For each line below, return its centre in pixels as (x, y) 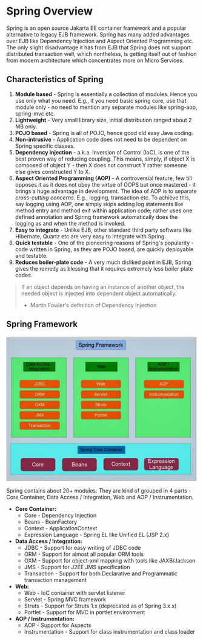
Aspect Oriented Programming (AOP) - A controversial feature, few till (103, 178)
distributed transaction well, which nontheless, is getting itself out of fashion (101, 54)
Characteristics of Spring (55, 79)
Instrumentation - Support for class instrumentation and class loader (109, 631)
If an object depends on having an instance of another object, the (103, 286)
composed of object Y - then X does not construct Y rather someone (101, 165)
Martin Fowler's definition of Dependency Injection (93, 305)
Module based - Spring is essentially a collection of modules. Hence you (106, 94)
